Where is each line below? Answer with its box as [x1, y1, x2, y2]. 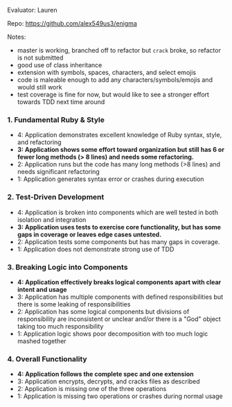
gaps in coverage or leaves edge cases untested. [17, 230, 162, 239]
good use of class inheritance [17, 61, 102, 69]
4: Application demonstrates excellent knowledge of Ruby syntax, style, [17, 131, 222, 139]
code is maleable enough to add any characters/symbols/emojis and [17, 76, 213, 84]
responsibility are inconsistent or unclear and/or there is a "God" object [17, 315, 222, 323]
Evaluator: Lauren [7, 6, 57, 14]
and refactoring [17, 138, 62, 146]
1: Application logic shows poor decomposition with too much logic [17, 329, 208, 338]
